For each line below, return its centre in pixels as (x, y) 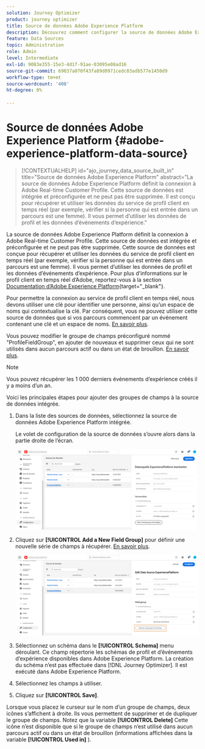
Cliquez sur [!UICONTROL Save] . (57, 695)
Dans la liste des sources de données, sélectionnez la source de (96, 415)
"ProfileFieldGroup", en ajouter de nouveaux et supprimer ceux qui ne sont (100, 342)
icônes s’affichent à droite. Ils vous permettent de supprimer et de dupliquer (102, 713)
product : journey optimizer (42, 19)
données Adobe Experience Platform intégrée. (73, 422)
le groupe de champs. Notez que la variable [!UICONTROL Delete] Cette (97, 720)
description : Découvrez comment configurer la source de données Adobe (99, 32)
